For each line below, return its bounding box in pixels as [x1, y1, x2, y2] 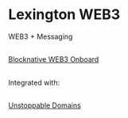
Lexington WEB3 [8, 6, 121, 24]
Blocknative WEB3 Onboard [8, 55, 99, 64]
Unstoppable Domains [8, 101, 81, 110]
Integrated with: [8, 78, 60, 87]
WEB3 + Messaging [8, 32, 73, 41]
